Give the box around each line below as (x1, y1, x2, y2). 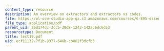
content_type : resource (5, 7, 54, 12)
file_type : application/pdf (5, 20, 62, 26)
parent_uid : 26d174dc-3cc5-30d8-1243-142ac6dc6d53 (5, 25, 110, 30)
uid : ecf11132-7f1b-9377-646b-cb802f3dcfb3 (5, 39, 95, 44)
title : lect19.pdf (5, 34, 42, 39)
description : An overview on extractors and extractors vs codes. (5, 12, 143, 17)
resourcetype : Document (5, 30, 54, 34)
